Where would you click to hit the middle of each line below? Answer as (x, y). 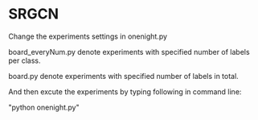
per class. (25, 60)
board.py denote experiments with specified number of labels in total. (123, 76)
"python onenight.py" (44, 107)
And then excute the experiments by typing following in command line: (125, 91)
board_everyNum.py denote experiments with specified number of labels (129, 52)
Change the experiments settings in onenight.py (88, 36)
